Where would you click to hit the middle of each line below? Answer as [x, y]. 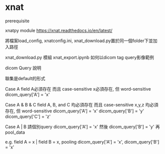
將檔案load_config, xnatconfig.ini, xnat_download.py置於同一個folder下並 [79, 41]
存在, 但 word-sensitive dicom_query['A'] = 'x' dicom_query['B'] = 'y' [75, 111]
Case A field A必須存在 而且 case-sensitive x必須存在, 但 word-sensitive [78, 89]
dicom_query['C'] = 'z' [28, 116]
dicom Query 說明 [23, 68]
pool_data [15, 132]
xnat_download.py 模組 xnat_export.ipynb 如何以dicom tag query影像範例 [80, 57]
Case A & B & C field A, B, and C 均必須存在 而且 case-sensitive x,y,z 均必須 [82, 104]
